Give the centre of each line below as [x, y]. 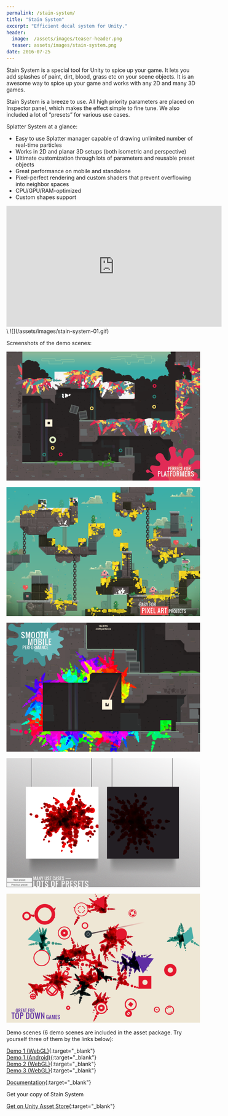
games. [16, 90]
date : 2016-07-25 [29, 52]
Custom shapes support [46, 197]
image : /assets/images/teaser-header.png [67, 39]
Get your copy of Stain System [45, 1094]
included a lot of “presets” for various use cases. [68, 114]
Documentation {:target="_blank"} [49, 1082]
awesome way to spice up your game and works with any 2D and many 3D [101, 83]
